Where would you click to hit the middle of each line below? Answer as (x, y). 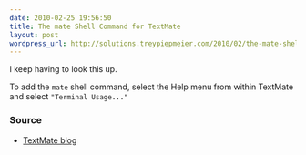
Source (26, 120)
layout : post (34, 35)
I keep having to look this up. (63, 69)
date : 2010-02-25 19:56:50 (61, 18)
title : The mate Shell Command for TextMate (95, 26)
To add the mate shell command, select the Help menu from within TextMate (152, 87)
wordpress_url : (38, 43)
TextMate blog (50, 140)
